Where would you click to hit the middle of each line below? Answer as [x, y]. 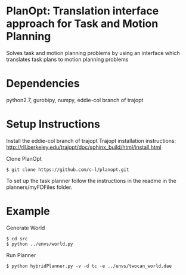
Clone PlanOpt [24, 158]
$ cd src [17, 239]
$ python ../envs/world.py [40, 244]
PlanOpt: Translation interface [83, 11]
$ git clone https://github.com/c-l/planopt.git [68, 169]
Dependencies [43, 83]
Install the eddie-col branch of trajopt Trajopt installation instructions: [91, 140]
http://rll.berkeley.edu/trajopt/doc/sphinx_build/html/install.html [84, 147]
